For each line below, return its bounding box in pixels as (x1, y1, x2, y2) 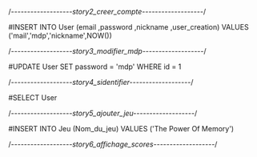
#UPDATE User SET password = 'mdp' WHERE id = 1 (8, 62, 182, 71)
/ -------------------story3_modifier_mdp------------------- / (8, 46, 207, 55)
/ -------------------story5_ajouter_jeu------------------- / (8, 108, 198, 118)
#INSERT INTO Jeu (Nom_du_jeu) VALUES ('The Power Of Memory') (8, 124, 235, 133)
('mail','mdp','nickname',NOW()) (8, 31, 112, 40)
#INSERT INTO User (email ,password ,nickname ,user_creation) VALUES (8, 22, 250, 31)
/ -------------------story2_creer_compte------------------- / (8, 7, 207, 16)
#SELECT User (8, 93, 58, 103)
